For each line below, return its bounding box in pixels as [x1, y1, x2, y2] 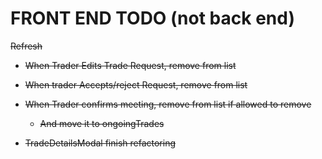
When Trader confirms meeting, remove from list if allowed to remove [24, 98, 312, 110]
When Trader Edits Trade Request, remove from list [24, 59, 237, 71]
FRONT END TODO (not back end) [10, 7, 295, 30]
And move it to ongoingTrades [39, 117, 165, 129]
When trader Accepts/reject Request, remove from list [24, 78, 248, 91]
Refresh [10, 40, 43, 52]
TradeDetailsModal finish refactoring [24, 137, 177, 149]
